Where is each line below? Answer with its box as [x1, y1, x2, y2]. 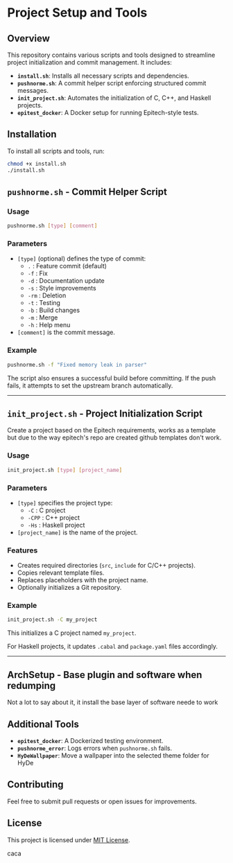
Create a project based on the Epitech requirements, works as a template [7, 426, 216, 435]
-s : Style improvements [27, 284, 96, 293]
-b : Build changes [27, 306, 80, 315]
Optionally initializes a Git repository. [17, 584, 122, 592]
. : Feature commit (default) [27, 262, 107, 270]
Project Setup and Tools [7, 5, 148, 21]
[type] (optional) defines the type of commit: [17, 254, 146, 263]
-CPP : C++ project [27, 513, 80, 521]
